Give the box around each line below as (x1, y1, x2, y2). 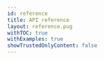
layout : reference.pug (7, 23, 73, 30)
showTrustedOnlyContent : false (7, 42, 98, 49)
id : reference (7, 10, 49, 17)
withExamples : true (7, 36, 64, 43)
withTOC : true (7, 29, 49, 37)
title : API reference (7, 17, 70, 23)
